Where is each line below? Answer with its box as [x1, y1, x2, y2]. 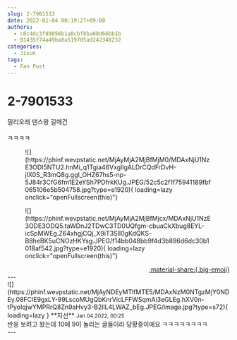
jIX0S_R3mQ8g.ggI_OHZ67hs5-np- [25, 170, 127, 178]
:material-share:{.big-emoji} [149, 265, 230, 274]
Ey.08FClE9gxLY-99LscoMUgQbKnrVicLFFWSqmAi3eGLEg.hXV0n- [7, 295, 205, 303]
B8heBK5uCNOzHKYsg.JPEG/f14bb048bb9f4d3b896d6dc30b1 [25, 236, 209, 245]
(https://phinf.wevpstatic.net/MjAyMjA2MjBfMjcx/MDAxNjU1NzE [25, 214, 212, 222]
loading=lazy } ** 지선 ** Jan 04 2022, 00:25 [7, 311, 125, 320]
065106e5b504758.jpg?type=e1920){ [25, 185, 134, 194]
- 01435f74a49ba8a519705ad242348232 [13, 37, 121, 44]
